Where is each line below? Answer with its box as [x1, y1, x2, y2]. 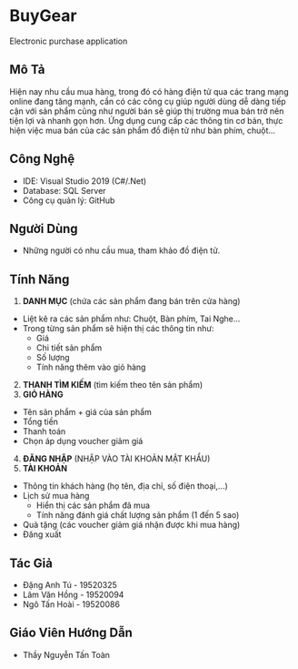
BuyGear [9, 5, 77, 26]
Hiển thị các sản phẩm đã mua [35, 500, 151, 511]
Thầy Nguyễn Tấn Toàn [22, 649, 111, 660]
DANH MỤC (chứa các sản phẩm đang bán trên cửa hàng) [22, 296, 241, 307]
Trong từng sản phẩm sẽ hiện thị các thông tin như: [22, 323, 214, 334]
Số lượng [35, 352, 70, 363]
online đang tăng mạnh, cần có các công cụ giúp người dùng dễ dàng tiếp [9, 96, 286, 106]
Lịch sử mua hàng [22, 491, 90, 502]
